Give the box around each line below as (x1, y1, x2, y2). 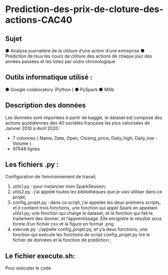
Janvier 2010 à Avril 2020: (5, 125, 60, 131)
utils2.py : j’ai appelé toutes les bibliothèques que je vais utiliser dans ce (12, 189, 162, 195)
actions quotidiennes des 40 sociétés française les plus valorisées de (5, 120, 150, 126)
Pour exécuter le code (5, 265, 51, 271)
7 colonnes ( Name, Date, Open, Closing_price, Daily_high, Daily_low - (12, 135, 158, 141)
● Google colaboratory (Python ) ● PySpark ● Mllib (5, 86, 115, 92)
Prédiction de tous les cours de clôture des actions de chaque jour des (5, 53, 152, 59)
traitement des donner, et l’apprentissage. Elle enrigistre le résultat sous (12, 215, 162, 222)
